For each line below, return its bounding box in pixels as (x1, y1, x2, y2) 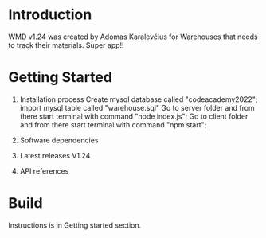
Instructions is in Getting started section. (8, 220, 142, 230)
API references (19, 166, 69, 176)
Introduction (8, 6, 92, 24)
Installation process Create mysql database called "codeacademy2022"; (19, 94, 258, 104)
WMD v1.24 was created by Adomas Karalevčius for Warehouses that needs (8, 32, 258, 41)
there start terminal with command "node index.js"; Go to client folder (19, 111, 248, 121)
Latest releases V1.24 (19, 150, 91, 160)
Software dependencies (19, 135, 99, 145)
